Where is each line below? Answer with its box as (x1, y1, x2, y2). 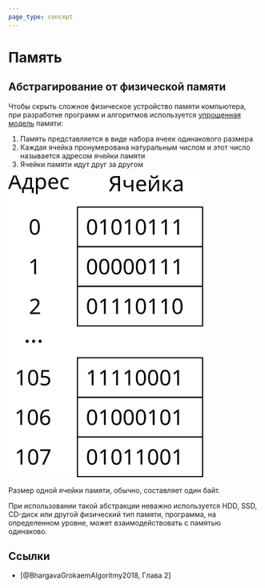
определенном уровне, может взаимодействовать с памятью (8, 518, 222, 527)
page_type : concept (8, 13, 74, 21)
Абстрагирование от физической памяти (8, 80, 227, 94)
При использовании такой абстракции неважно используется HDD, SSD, (8, 501, 258, 510)
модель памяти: (8, 118, 64, 128)
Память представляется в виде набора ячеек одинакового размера (19, 134, 254, 143)
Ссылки (8, 550, 50, 563)
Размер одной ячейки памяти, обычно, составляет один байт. (8, 485, 221, 495)
